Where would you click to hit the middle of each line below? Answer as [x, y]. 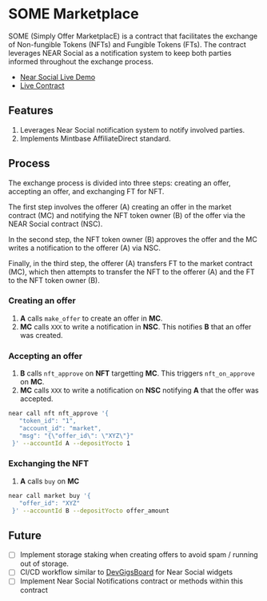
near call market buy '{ [50, 496]
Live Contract [42, 86]
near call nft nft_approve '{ [59, 414]
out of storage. [44, 563]
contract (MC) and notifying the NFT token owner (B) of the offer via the [127, 215]
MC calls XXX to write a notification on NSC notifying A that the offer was [139, 390]
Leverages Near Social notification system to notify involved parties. [132, 129]
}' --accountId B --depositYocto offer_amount [91, 511]
